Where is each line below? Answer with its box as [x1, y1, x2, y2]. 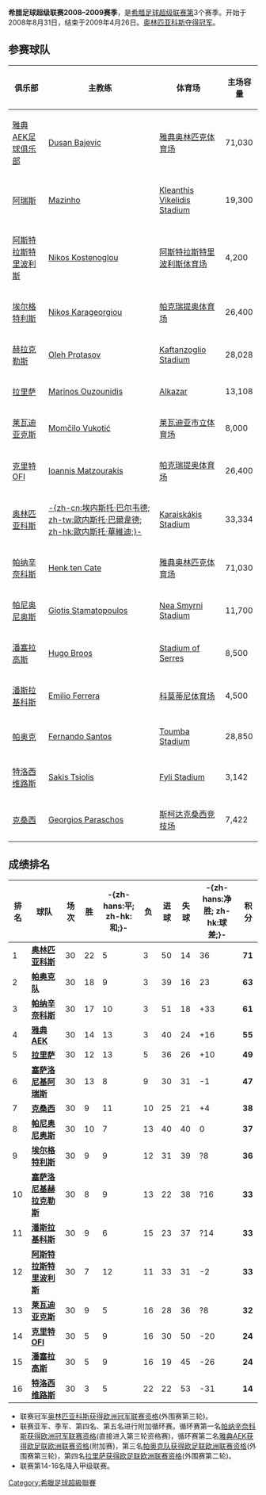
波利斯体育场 [159, 258, 207, 269]
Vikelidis [159, 194, 191, 205]
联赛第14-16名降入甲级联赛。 [19, 1461, 115, 1470]
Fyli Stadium [159, 771, 206, 782]
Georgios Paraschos [48, 814, 124, 825]
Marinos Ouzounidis [48, 385, 123, 397]
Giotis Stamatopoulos [48, 604, 128, 615]
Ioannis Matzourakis [48, 465, 124, 476]
